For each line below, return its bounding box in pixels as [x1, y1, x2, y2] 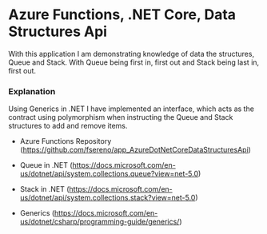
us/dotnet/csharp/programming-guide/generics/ [19, 217, 180, 227]
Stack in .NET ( [19, 184, 70, 194]
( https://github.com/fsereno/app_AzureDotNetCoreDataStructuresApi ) [19, 145, 252, 155]
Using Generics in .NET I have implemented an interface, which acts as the [8, 104, 254, 113]
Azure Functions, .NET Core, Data [8, 6, 237, 24]
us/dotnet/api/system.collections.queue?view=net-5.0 [19, 169, 199, 179]
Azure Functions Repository [19, 137, 112, 146]
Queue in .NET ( [19, 161, 73, 170]
